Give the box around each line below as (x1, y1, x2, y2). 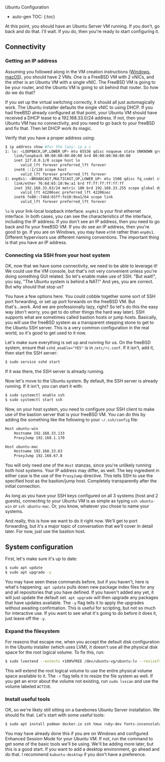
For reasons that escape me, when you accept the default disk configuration (5, 639, 160, 645)
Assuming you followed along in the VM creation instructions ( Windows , (5, 68, 151, 74)
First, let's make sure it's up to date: (5, 556, 78, 562)
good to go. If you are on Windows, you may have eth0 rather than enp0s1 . (5, 229, 155, 235)
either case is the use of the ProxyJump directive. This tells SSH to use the (5, 473, 153, 479)
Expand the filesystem (5, 628, 60, 635)
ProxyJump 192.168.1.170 (14, 435, 65, 440)
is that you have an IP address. (5, 240, 67, 246)
